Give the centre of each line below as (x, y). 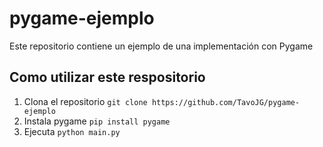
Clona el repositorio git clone (85, 101)
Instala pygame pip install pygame (97, 121)
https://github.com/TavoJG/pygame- (226, 102)
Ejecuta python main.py (72, 131)
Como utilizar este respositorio (107, 77)
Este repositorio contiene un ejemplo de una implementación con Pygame (161, 46)
